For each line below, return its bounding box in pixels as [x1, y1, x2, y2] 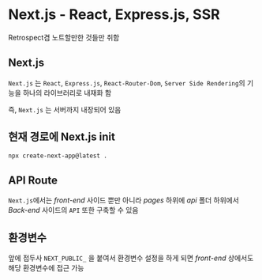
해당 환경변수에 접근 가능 [8, 263, 84, 273]
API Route [8, 173, 58, 187]
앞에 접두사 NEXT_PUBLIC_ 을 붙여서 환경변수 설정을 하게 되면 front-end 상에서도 [8, 253, 254, 263]
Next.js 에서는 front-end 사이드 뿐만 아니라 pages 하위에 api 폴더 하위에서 [8, 195, 239, 205]
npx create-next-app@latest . [8, 152, 108, 160]
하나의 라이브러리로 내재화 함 [22, 88, 112, 97]
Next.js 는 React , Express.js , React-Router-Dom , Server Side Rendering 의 [8, 78, 246, 88]
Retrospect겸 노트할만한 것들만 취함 [8, 32, 120, 42]
